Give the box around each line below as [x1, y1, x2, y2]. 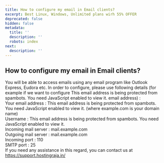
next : [5, 44, 16, 49]
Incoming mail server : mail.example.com [5, 126, 88, 133]
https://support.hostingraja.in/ [5, 153, 66, 159]
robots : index [9, 39, 38, 44]
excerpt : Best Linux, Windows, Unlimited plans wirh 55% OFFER [5, 12, 137, 17]
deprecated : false [5, 16, 43, 21]
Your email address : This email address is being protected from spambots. [5, 100, 157, 106]
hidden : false [5, 21, 34, 26]
